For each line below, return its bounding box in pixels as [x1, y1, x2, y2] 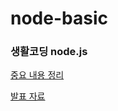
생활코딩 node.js [10, 45, 88, 59]
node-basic [10, 7, 108, 30]
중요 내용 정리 [10, 69, 65, 81]
